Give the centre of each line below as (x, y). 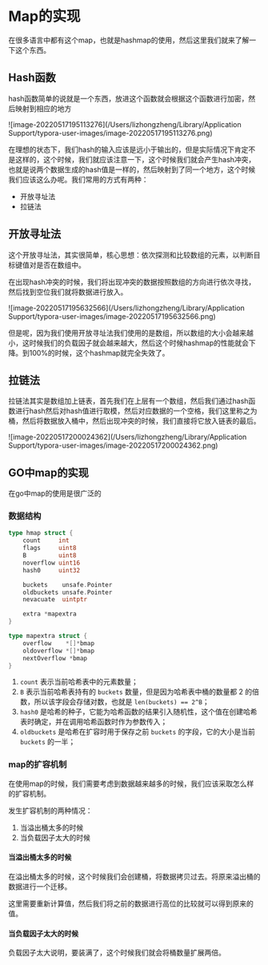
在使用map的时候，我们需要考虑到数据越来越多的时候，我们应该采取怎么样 (131, 784)
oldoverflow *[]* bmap (58, 651)
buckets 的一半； (48, 742)
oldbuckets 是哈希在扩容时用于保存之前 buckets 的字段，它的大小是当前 (138, 732)
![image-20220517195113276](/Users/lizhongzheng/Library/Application (125, 124)
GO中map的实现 (49, 473)
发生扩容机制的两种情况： (50, 810)
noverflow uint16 (52, 563)
